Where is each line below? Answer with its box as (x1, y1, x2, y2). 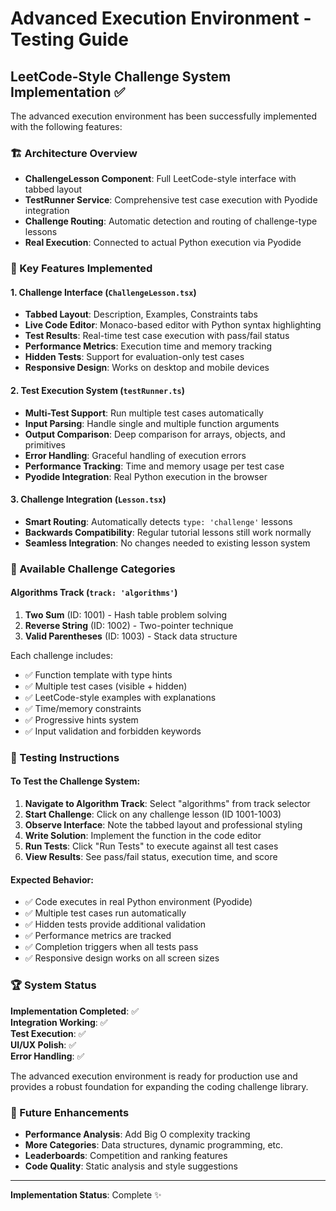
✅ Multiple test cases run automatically (24, 907, 187, 919)
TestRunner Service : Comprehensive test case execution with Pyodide (24, 194, 318, 206)
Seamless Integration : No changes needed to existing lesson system (24, 537, 311, 549)
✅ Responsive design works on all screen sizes (24, 952, 220, 964)
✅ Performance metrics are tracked (24, 930, 172, 942)
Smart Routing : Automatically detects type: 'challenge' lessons (24, 515, 293, 527)
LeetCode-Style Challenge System (10, 68, 232, 85)
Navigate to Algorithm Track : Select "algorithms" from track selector (24, 798, 311, 810)
